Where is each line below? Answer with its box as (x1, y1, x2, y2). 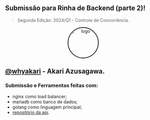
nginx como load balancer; (12, 93, 67, 99)
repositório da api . (12, 109, 50, 115)
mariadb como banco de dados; (12, 99, 78, 105)
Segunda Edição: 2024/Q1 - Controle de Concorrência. (17, 17, 130, 23)
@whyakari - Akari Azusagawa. (5, 67, 105, 76)
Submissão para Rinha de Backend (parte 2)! (5, 4, 146, 12)
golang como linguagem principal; (12, 104, 82, 110)
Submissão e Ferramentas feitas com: (5, 82, 98, 89)
